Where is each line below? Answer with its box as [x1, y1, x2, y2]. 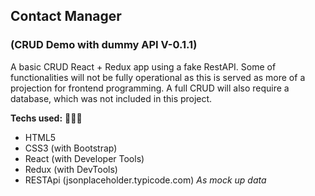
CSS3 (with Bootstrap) [24, 142, 118, 154]
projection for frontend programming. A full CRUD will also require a [10, 82, 290, 94]
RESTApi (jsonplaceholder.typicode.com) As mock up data [24, 174, 267, 186]
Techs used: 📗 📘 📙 [10, 112, 83, 124]
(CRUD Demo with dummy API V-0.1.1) [10, 38, 198, 52]
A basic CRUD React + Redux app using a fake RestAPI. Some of [10, 60, 277, 73]
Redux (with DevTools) [24, 163, 118, 175]
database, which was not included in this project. [10, 92, 213, 104]
